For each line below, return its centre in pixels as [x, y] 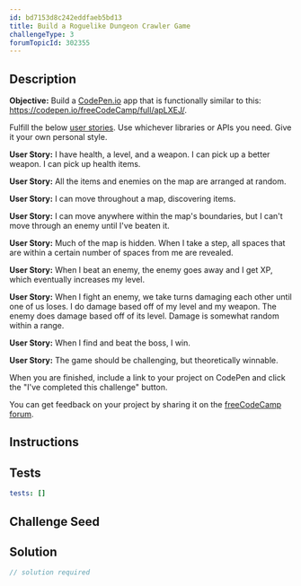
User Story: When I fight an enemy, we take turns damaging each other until [150, 297]
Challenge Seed [55, 521]
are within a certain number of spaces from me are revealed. [121, 253]
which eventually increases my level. [77, 280]
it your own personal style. [58, 137]
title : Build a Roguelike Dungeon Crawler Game [100, 26]
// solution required [50, 573]
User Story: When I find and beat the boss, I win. [100, 343]
